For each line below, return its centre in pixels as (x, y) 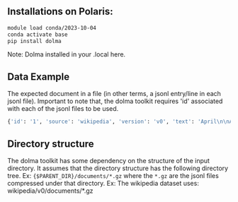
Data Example (39, 77)
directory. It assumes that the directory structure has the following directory (118, 168)
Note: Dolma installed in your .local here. (67, 54)
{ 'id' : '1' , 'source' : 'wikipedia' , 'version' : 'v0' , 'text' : (101, 122)
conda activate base (38, 35)
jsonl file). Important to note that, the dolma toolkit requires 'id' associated (115, 101)
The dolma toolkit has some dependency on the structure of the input (109, 160)
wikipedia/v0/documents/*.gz (50, 191)
